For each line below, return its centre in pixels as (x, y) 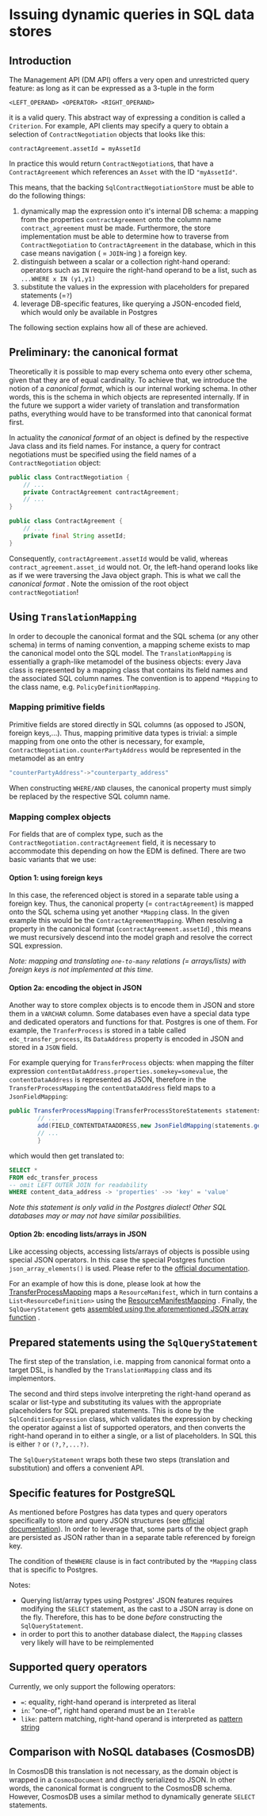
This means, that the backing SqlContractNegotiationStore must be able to (132, 187)
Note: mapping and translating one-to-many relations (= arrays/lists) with (128, 961)
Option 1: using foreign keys (56, 877)
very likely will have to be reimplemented (87, 1642)
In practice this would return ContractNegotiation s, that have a (111, 163)
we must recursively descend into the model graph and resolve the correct (131, 937)
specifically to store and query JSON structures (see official (107, 1521)
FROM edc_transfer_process (53, 1178)
